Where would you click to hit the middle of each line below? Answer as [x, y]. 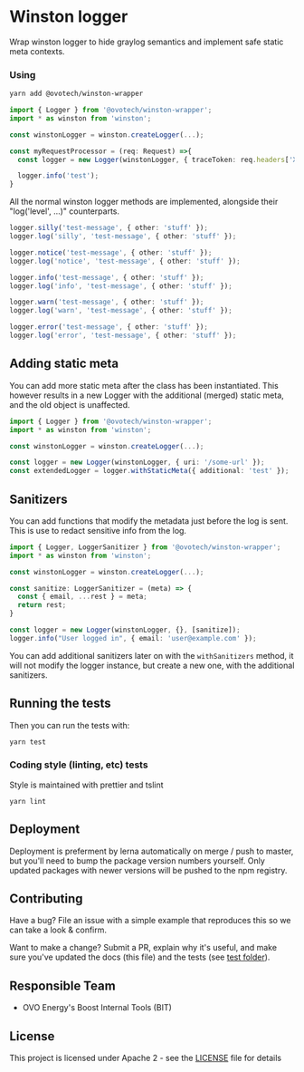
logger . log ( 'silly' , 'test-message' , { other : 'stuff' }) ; [123, 237]
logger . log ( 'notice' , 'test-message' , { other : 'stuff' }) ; [125, 261]
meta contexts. [37, 51]
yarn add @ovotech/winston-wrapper [76, 94]
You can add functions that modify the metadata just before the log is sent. [149, 521]
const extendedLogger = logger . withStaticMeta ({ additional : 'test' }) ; [149, 471]
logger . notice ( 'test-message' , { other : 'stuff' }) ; [111, 252]
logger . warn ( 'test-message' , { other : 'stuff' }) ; [107, 302]
